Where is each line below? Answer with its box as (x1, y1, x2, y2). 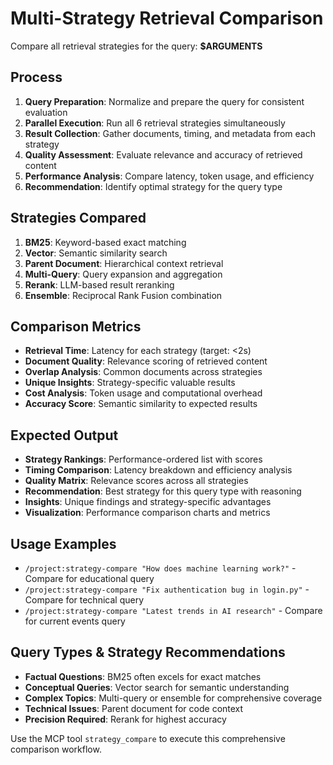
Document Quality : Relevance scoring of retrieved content (24, 355, 268, 367)
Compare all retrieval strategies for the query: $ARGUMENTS (10, 40, 263, 52)
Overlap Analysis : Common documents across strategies (24, 366, 263, 378)
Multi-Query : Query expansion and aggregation (24, 268, 223, 280)
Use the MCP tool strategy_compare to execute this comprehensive (10, 732, 286, 744)
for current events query (24, 615, 126, 627)
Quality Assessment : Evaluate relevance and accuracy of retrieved (24, 148, 303, 161)
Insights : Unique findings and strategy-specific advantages (24, 496, 272, 508)
